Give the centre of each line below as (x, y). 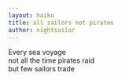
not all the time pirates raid (52, 60)
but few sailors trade (41, 69)
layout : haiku (31, 15)
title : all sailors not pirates (61, 23)
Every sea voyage (37, 53)
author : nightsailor (42, 30)
